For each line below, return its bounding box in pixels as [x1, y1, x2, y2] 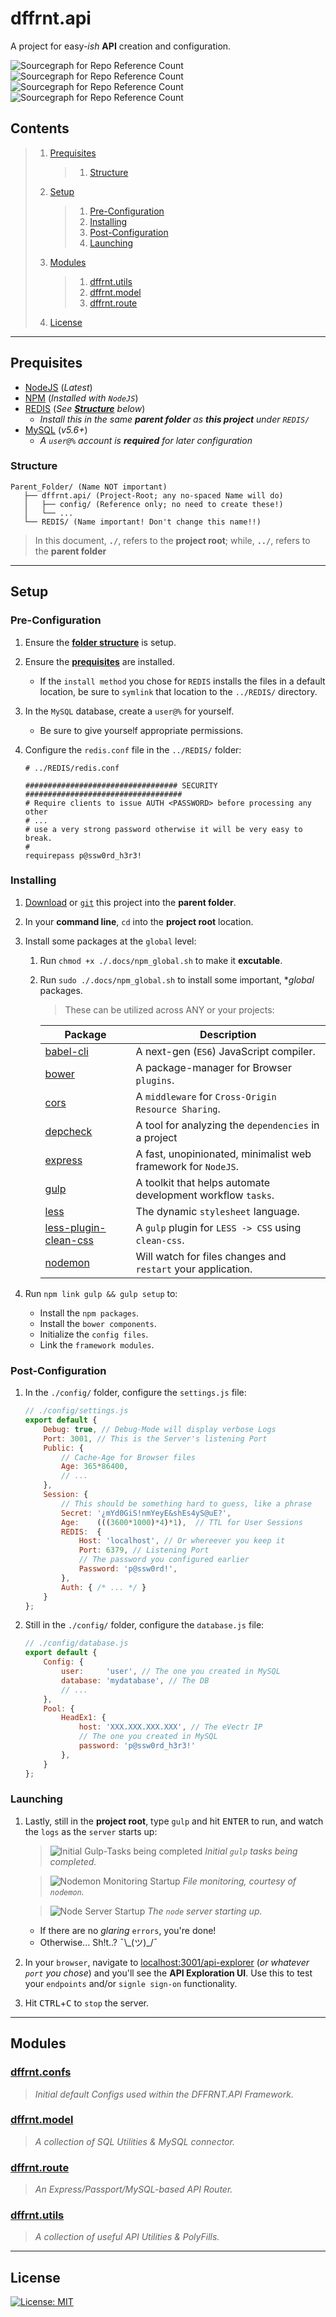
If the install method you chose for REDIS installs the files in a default [39, 675, 326, 687]
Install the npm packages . [39, 1307, 140, 1319]
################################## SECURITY [24, 780, 218, 791]
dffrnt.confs [10, 2065, 72, 2079]
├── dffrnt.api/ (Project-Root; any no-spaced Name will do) [23, 490, 284, 501]
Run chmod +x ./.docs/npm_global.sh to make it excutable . [39, 954, 283, 966]
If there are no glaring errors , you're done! [39, 1924, 217, 1936]
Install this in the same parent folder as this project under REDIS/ [39, 413, 310, 425]
